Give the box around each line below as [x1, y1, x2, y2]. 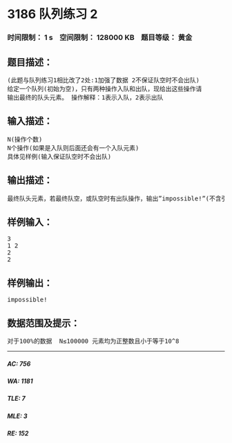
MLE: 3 [7, 412, 28, 420]
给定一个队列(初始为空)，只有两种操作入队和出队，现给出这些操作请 [7, 84, 202, 93]
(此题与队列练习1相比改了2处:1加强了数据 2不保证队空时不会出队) [7, 76, 200, 84]
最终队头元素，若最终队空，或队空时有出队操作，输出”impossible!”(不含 [7, 194, 222, 202]
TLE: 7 [7, 395, 26, 403]
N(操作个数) [7, 135, 43, 143]
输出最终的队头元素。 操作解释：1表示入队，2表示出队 [7, 93, 164, 101]
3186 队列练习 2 [7, 6, 98, 22]
